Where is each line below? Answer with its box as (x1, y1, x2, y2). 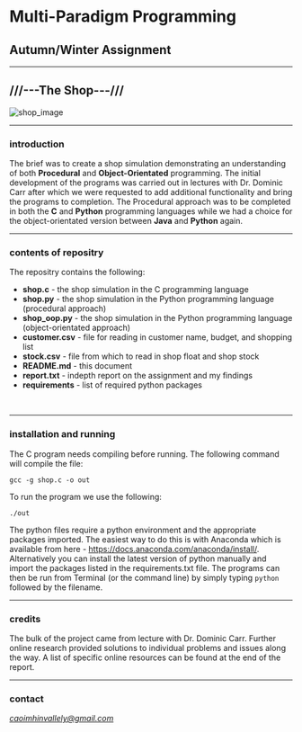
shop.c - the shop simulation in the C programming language (22, 284, 249, 295)
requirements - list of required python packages (22, 379, 202, 390)
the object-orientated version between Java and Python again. (9, 216, 244, 227)
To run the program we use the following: (9, 491, 162, 502)
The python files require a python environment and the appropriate (9, 524, 257, 535)
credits (9, 612, 41, 625)
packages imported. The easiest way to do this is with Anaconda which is (9, 533, 281, 545)
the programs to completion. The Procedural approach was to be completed (9, 196, 291, 208)
